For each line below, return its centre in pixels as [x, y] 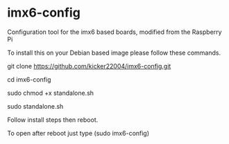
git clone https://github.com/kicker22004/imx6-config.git [89, 66]
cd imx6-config [29, 79]
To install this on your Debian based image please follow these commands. [114, 53]
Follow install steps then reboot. [53, 120]
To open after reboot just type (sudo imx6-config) [78, 133]
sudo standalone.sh [35, 106]
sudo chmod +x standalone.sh [51, 93]
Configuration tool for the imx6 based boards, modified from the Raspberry [114, 32]
